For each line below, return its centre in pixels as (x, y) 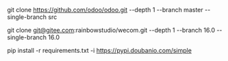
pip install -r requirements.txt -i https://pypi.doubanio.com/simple (99, 50)
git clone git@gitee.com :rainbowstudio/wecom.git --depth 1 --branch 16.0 (111, 30)
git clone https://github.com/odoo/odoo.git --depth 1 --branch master (105, 10)
